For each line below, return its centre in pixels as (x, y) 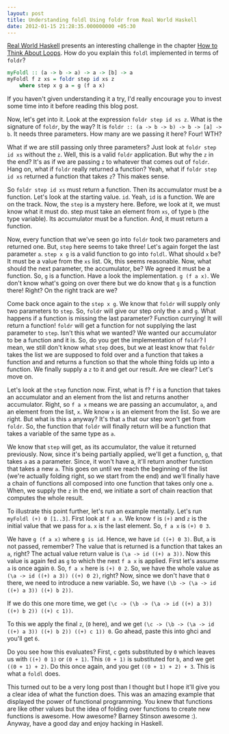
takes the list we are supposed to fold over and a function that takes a (105, 355)
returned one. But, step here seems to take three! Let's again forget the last (113, 247)
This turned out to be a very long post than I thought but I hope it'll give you (113, 687)
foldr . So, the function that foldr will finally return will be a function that (109, 426)
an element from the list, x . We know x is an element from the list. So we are (114, 412)
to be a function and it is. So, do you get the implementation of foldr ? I (107, 340)
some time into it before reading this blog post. (73, 106)
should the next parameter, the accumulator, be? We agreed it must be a (109, 269)
